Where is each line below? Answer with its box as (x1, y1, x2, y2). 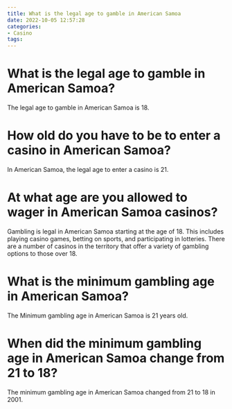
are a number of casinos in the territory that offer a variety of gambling (7, 242, 209, 250)
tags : (7, 36, 23, 43)
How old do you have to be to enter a (7, 128, 221, 143)
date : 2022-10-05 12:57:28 (7, 17, 85, 24)
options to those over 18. (7, 249, 78, 257)
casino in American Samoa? (7, 143, 171, 158)
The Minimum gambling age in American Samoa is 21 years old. (7, 311, 188, 320)
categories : (7, 23, 42, 30)
